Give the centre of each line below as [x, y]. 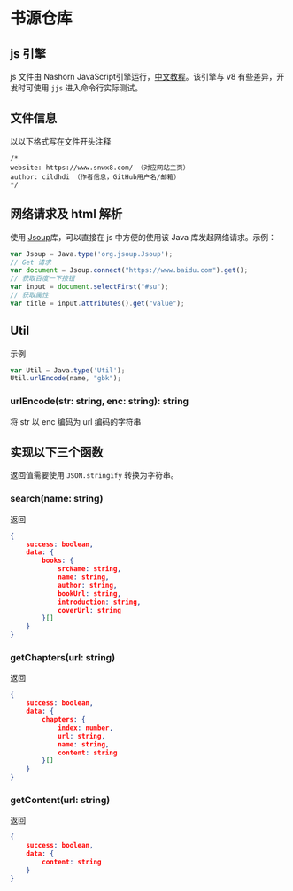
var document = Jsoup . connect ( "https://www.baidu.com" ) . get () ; [129, 270]
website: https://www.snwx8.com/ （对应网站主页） [100, 168]
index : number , [85, 728]
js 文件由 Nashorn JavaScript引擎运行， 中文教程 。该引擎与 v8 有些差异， [143, 77]
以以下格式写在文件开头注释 [61, 141]
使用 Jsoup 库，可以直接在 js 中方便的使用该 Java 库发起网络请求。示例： [143, 237]
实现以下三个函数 [57, 452]
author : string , [87, 585]
